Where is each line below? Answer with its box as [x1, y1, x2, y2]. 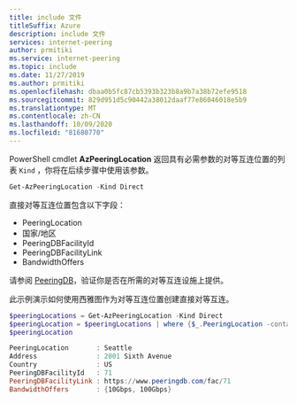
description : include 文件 [9, 29, 106, 38]
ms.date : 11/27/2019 [9, 71, 86, 80]
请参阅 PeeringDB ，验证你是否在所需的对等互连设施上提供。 [9, 275, 229, 285]
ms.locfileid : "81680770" [9, 128, 104, 137]
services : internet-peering [9, 37, 113, 47]
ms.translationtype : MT [9, 104, 97, 112]
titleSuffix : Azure [9, 21, 81, 30]
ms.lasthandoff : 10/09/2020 [9, 120, 113, 129]
